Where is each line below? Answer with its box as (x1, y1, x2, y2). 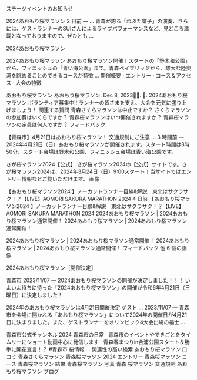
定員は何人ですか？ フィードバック (21, 121, 106, 128)
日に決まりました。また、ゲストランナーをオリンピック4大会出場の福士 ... (6, 319, 186, 325)
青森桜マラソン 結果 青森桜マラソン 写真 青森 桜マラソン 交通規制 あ (17, 361, 182, 367)
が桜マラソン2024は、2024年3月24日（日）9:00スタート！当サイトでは (6, 168, 181, 175)
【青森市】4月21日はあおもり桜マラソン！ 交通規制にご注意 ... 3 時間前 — (6, 134, 184, 140)
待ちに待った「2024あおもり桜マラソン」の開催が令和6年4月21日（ (21, 284, 185, 291)
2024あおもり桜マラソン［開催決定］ (6, 264, 96, 271)
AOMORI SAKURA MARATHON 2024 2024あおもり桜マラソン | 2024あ (6, 210, 178, 217)
